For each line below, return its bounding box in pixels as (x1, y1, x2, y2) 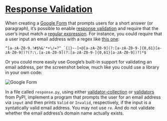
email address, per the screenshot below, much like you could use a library (5, 64, 159, 70)
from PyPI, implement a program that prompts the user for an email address (5, 94, 161, 100)
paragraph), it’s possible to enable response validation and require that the (5, 25, 158, 31)
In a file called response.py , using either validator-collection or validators (5, 88, 154, 94)
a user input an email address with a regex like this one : (5, 36, 120, 42)
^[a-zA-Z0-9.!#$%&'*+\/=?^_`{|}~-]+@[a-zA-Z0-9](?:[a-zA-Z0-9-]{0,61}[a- (5, 45, 162, 50)
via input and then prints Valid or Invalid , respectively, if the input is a (5, 99, 151, 105)
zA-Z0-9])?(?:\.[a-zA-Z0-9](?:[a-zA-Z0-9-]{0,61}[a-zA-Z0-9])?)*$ (5, 50, 146, 55)
